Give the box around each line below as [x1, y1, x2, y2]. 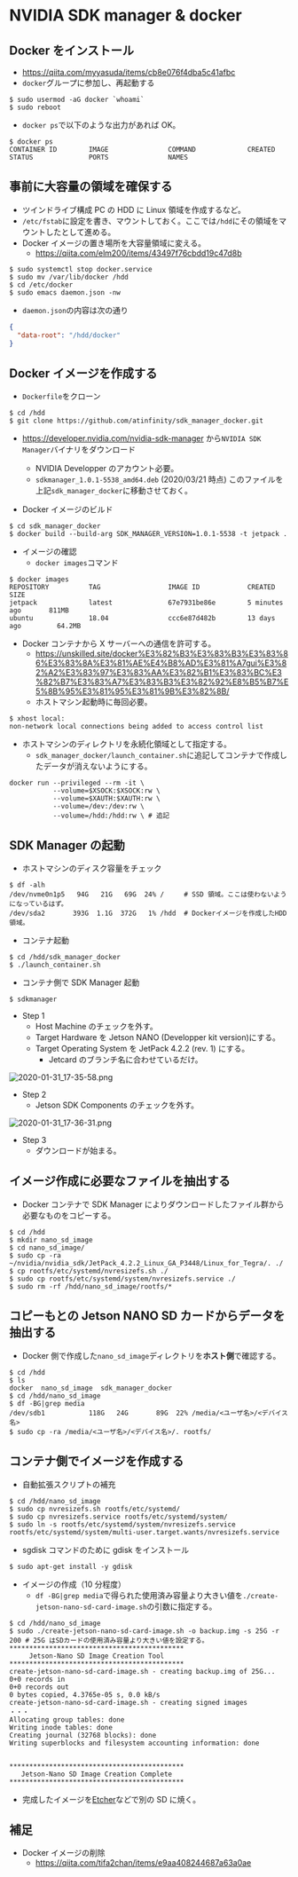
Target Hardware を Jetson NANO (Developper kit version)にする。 [35, 1032, 281, 1043]
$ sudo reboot [9, 103, 62, 112]
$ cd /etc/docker [9, 280, 74, 289]
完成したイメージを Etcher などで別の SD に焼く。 [21, 1794, 201, 1804]
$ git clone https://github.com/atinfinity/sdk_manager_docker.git [9, 416, 264, 426]
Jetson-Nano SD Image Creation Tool [28, 1652, 165, 1660]
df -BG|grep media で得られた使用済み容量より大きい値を [35, 1589, 244, 1600]
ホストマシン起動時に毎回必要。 [35, 697, 153, 707]
